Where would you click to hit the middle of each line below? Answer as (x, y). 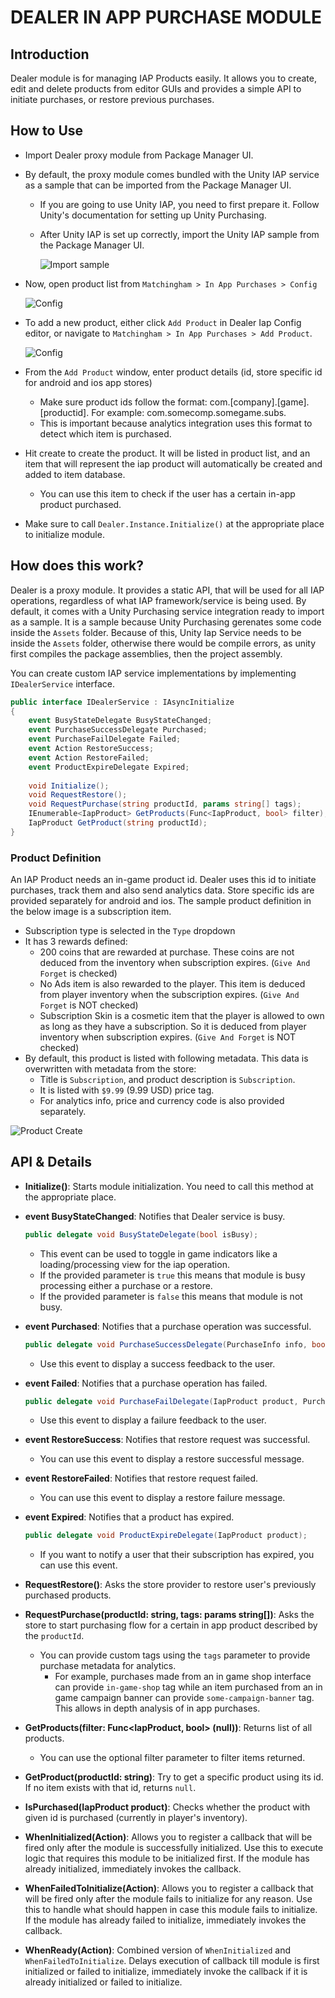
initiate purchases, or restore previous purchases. (112, 99)
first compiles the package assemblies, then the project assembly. (146, 653)
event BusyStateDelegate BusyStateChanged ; (120, 721)
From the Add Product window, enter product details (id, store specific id (173, 372)
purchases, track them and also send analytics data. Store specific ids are (162, 890)
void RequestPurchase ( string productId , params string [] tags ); (165, 804)
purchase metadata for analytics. (108, 1666)
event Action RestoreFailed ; (89, 757)
